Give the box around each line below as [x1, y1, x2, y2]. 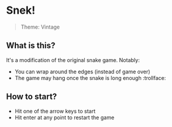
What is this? [6, 41, 56, 51]
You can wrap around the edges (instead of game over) [14, 68, 151, 75]
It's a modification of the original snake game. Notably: [6, 56, 140, 63]
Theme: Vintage [20, 23, 60, 30]
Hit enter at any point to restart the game [14, 114, 114, 121]
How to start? [6, 92, 58, 102]
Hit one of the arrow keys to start [14, 107, 96, 114]
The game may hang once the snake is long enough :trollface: [14, 74, 166, 81]
